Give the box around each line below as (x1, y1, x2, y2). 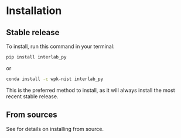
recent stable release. (6, 92, 59, 100)
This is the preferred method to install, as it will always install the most (6, 87, 175, 94)
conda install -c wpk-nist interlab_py (6, 76, 104, 82)
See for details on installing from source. (6, 125, 104, 132)
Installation (6, 4, 62, 18)
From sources (6, 110, 57, 120)
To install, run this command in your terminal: (6, 43, 115, 50)
